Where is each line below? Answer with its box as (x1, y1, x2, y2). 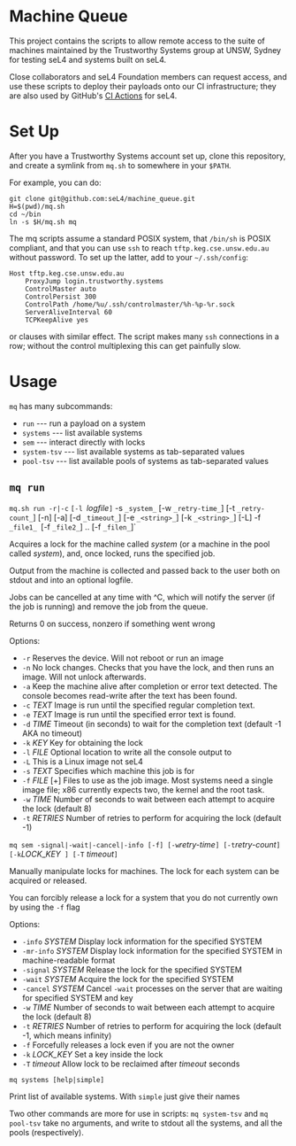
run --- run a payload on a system (21, 418, 146, 429)
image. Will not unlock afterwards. (21, 671, 147, 682)
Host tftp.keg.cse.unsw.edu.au (9, 268, 125, 278)
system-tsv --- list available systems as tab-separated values (21, 445, 246, 457)
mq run (9, 481, 46, 494)
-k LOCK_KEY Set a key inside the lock (21, 1049, 163, 1059)
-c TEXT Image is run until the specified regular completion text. (21, 700, 255, 710)
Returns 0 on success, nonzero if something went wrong (9, 618, 216, 629)
